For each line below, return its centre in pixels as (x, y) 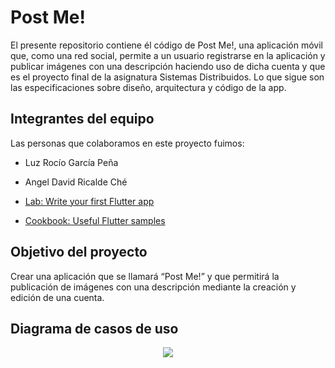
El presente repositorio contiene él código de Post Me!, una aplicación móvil (166, 45)
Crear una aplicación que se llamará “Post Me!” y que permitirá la (145, 276)
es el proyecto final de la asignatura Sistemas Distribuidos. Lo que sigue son (167, 77)
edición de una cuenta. (57, 297)
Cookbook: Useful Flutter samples (95, 220)
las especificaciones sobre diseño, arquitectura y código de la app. (148, 87)
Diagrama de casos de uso (94, 328)
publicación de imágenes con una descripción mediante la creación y (153, 287)
